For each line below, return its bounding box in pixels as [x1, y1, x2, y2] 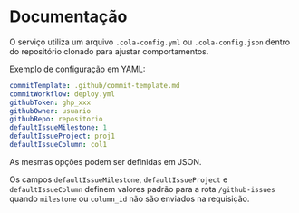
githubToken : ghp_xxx [9, 98, 92, 107]
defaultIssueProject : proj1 [9, 131, 116, 141]
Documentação [9, 6, 128, 27]
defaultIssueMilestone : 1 [9, 123, 107, 132]
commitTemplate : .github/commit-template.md [9, 81, 180, 90]
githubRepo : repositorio [9, 115, 103, 124]
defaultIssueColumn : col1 [9, 140, 107, 150]
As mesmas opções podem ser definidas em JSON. [9, 156, 202, 167]
